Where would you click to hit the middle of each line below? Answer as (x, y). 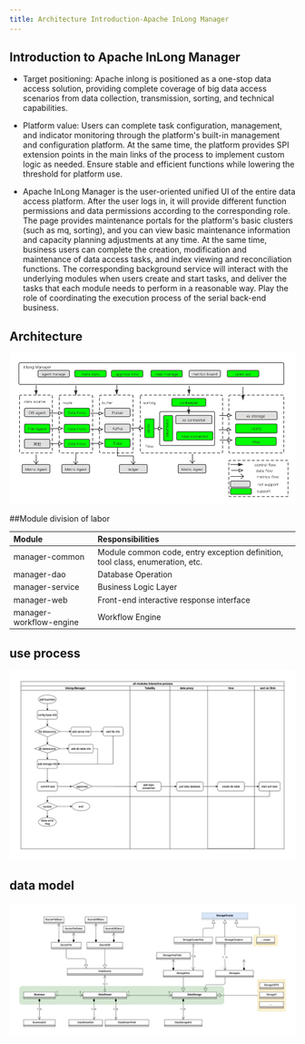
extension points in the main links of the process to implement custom (153, 155)
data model (42, 886)
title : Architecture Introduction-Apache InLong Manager (119, 19)
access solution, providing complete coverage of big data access (145, 89)
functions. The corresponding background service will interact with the (155, 269)
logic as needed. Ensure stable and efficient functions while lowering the (158, 165)
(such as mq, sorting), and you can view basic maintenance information (156, 230)
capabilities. (45, 108)
